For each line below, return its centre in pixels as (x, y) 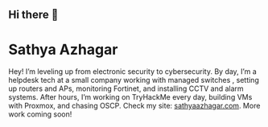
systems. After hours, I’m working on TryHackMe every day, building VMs (130, 97)
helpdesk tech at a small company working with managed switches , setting (134, 80)
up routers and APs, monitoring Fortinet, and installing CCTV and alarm (126, 88)
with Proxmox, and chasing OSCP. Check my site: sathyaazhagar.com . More (134, 106)
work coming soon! (40, 114)
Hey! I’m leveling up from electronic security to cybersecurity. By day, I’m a (133, 72)
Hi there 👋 (33, 15)
